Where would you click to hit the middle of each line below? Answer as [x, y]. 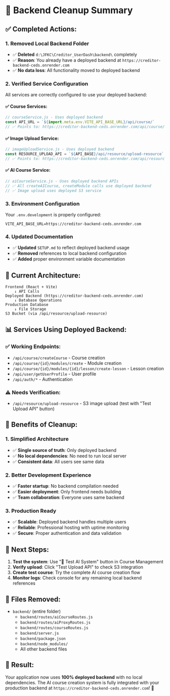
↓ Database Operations [38, 300]
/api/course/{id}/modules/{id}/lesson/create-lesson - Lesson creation [88, 368]
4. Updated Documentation [39, 237]
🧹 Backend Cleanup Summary [69, 10]
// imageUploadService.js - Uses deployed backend [60, 149]
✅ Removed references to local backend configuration [70, 253]
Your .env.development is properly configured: [53, 214]
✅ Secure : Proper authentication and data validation [67, 533]
